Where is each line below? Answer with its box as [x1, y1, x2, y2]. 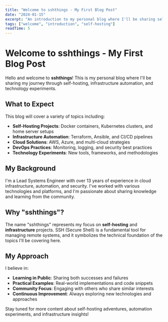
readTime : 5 [5, 26, 30, 31]
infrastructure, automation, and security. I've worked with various [5, 183, 140, 189]
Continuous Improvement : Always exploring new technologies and [12, 291, 151, 297]
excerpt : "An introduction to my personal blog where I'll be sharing [5, 17, 155, 22]
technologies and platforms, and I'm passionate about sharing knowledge [5, 188, 156, 194]
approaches [12, 296, 37, 302]
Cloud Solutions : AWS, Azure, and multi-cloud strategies [12, 139, 130, 145]
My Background [5, 164, 56, 173]
